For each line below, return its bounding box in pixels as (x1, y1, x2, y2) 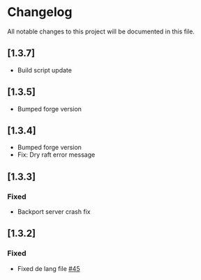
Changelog (7, 4, 73, 20)
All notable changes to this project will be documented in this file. (7, 27, 195, 36)
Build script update (17, 65, 72, 74)
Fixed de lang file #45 (17, 264, 80, 272)
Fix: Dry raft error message (17, 150, 96, 159)
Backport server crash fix (17, 208, 91, 216)
